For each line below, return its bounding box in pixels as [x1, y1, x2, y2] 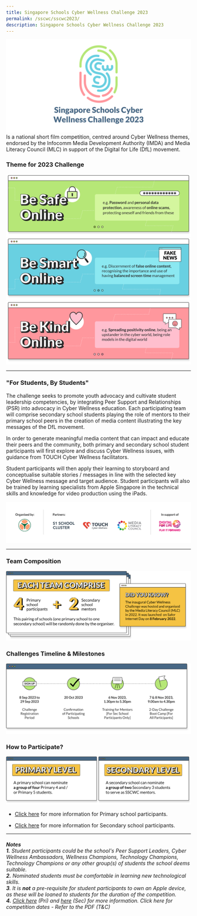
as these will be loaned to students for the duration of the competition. [6, 891, 177, 898]
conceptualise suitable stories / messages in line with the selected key [6, 471, 176, 478]
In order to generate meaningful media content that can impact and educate [6, 435, 189, 442]
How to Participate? [6, 743, 63, 751]
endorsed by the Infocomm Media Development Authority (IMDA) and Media [6, 140, 191, 147]
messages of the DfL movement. [6, 423, 85, 430]
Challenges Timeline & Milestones [6, 650, 106, 658]
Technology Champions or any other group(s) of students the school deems [6, 860, 191, 867]
